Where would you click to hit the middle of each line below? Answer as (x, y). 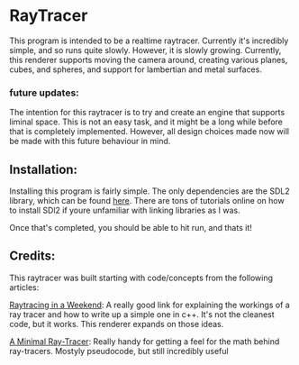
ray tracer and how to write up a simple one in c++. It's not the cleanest (142, 314)
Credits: (32, 256)
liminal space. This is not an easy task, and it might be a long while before (146, 122)
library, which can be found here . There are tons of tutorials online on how (147, 201)
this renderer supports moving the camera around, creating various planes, (149, 59)
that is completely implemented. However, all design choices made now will (149, 132)
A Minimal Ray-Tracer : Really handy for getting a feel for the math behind (145, 341)
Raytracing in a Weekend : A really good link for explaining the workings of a (149, 305)
